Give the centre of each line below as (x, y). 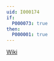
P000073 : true (30, 23)
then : (13, 29)
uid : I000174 (23, 12)
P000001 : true (30, 35)
